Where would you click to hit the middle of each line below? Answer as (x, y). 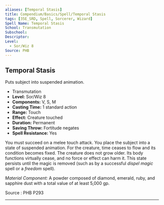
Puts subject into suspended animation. (45, 82)
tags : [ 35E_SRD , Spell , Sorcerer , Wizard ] (49, 19)
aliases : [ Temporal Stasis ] (34, 10)
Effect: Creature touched (37, 117)
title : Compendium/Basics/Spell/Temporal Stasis (55, 14)
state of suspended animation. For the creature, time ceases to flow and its (81, 148)
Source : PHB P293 (24, 193)
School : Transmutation (28, 28)
